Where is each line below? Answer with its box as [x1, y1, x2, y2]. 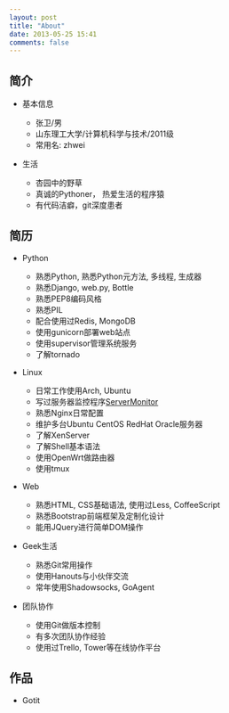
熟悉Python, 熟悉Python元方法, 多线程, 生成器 [35, 271, 202, 282]
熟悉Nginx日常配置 [35, 407, 105, 418]
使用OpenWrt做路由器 [35, 452, 115, 463]
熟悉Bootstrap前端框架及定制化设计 [35, 510, 165, 521]
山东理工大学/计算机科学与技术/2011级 [35, 128, 175, 139]
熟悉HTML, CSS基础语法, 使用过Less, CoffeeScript [35, 499, 220, 510]
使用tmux [35, 463, 70, 473]
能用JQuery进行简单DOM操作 [35, 521, 144, 532]
